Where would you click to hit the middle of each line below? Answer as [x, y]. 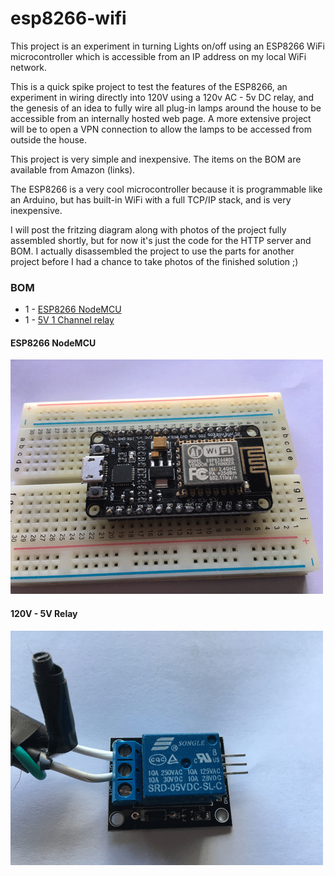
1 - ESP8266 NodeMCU [73, 309]
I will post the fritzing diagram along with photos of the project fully [148, 229]
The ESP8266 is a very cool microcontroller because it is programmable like [166, 189]
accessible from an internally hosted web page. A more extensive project [161, 118]
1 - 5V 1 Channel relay [69, 320]
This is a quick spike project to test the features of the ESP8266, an [149, 86]
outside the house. [49, 139]
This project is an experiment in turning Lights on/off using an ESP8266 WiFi [167, 46]
